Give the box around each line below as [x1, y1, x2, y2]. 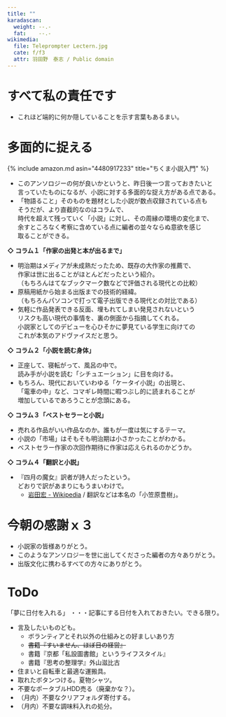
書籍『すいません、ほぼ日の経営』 [27, 641, 127, 649]
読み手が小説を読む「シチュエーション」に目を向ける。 [17, 369, 177, 378]
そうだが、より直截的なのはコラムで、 [17, 205, 128, 213]
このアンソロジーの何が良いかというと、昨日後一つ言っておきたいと [17, 179, 213, 187]
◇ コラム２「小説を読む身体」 [7, 346, 95, 354]
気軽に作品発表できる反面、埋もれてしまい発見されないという [17, 305, 196, 313]
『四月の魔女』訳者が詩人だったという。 [17, 473, 134, 481]
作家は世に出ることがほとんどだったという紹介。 [17, 270, 159, 278]
